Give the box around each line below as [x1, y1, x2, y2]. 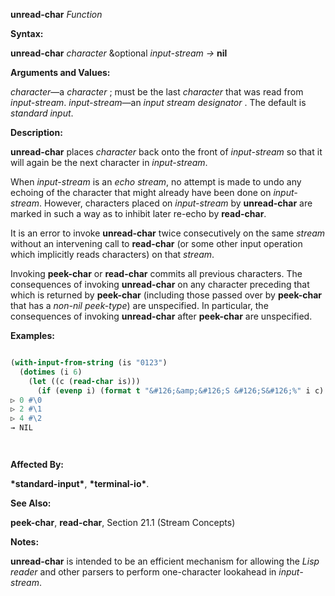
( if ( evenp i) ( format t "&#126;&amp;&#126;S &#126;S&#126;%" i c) [36, 385, 325, 396]
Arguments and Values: [10, 67, 111, 78]
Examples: [10, 330, 55, 341]
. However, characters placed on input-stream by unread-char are [38, 197, 313, 209]
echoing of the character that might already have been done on [10, 187, 272, 198]
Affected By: [10, 459, 65, 470]
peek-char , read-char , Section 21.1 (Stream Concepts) [10, 517, 236, 528]
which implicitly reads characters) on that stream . [10, 249, 215, 260]
